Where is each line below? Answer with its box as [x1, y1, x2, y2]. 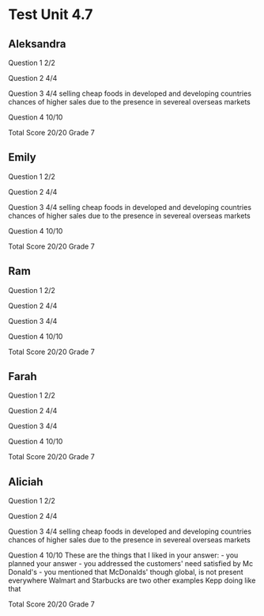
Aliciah [8, 475, 43, 489]
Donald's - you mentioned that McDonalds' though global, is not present [8, 568, 243, 577]
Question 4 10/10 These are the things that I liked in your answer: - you [8, 550, 239, 560]
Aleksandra [8, 37, 66, 51]
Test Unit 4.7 [8, 6, 93, 24]
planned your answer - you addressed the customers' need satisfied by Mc [8, 559, 254, 568]
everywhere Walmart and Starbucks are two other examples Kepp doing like [8, 576, 256, 585]
